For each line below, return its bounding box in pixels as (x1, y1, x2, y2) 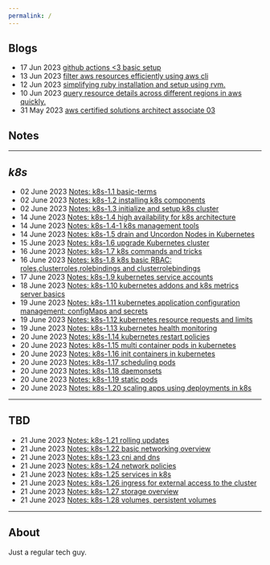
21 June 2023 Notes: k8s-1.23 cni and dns (19, 452, 161, 462)
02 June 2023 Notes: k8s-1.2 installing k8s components (19, 195, 206, 205)
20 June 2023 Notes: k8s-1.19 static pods (19, 375, 158, 384)
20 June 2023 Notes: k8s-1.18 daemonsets (19, 366, 162, 376)
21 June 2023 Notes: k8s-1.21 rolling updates (19, 435, 170, 444)
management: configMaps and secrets (19, 306, 149, 316)
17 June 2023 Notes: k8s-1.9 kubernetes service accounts (19, 272, 214, 282)
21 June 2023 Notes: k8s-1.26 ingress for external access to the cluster (19, 477, 257, 487)
